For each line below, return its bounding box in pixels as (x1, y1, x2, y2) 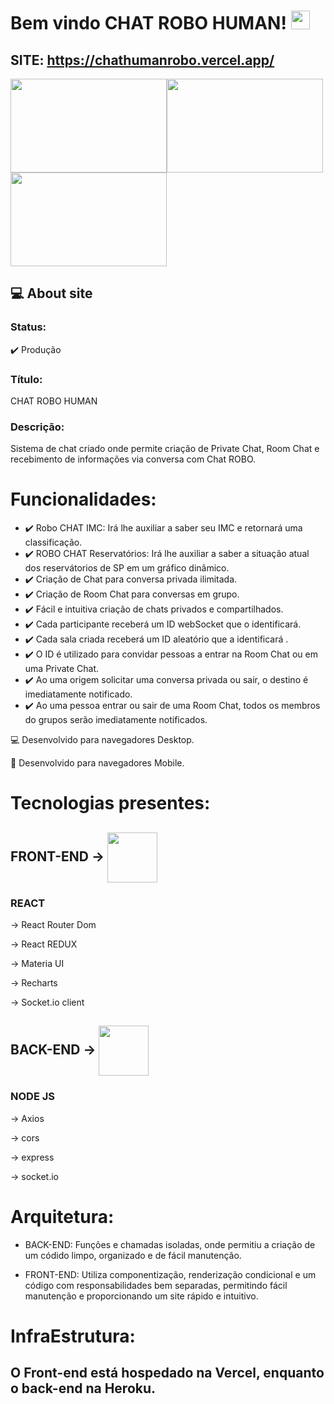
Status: (10, 320, 47, 334)
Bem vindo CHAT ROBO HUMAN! (10, 12, 287, 35)
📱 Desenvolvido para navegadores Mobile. (10, 757, 185, 769)
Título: (10, 372, 43, 386)
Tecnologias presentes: (10, 792, 211, 815)
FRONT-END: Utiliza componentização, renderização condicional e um (24, 1268, 317, 1280)
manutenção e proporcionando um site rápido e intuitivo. (24, 1290, 259, 1302)
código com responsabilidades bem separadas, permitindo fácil (24, 1279, 288, 1291)
